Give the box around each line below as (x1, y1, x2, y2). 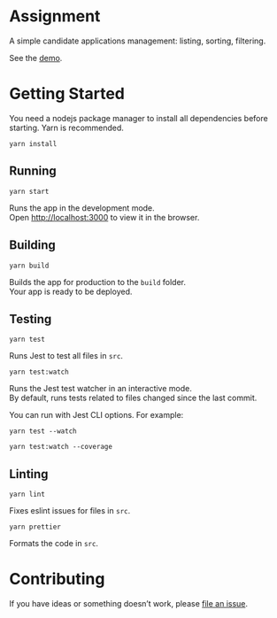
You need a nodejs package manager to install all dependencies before (9, 112, 268, 123)
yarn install (9, 139, 58, 148)
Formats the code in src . (9, 538, 99, 549)
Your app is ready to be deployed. (9, 286, 133, 297)
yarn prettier (9, 522, 62, 532)
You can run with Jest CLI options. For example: (9, 410, 184, 421)
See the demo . (9, 52, 63, 63)
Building (9, 237, 56, 253)
